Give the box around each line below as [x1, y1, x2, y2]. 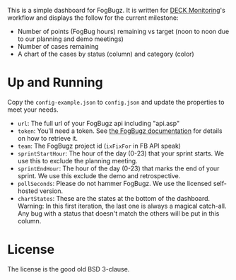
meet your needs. [7, 105, 59, 114]
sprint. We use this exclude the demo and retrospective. [17, 171, 181, 180]
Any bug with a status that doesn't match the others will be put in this [17, 209, 220, 218]
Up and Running [7, 74, 104, 91]
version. [39, 187, 64, 195]
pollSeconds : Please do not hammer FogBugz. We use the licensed [17, 179, 212, 187]
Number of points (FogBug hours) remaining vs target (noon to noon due [17, 28, 230, 35]
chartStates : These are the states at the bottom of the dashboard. [17, 194, 211, 202]
